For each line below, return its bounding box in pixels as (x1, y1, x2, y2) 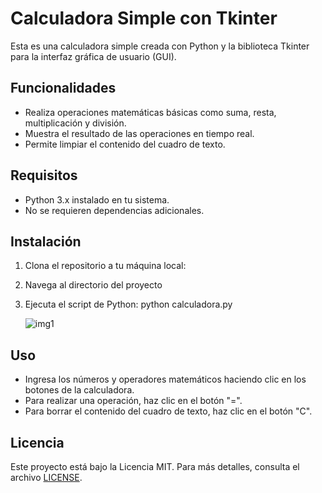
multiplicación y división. (24, 117, 127, 129)
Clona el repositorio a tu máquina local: (24, 260, 187, 272)
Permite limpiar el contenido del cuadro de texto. (24, 138, 226, 150)
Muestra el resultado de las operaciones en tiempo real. (24, 127, 255, 139)
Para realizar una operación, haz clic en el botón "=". (24, 395, 243, 407)
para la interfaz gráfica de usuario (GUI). (10, 50, 177, 62)
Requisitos (10, 167, 78, 184)
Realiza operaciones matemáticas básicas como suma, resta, (24, 106, 277, 118)
